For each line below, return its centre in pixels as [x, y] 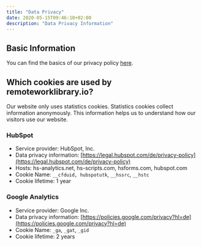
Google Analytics [33, 197]
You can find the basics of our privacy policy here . [70, 63]
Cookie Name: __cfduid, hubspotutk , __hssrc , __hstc [82, 174]
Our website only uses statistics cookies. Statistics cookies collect [90, 106]
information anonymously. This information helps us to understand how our [101, 113]
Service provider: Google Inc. [52, 210]
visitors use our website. [37, 119]
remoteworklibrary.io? [50, 91]
